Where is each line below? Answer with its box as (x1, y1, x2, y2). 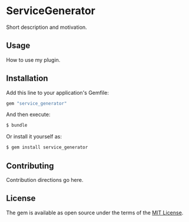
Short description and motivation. (6, 24, 87, 31)
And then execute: (6, 111, 51, 118)
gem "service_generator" (6, 100, 67, 107)
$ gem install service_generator (6, 144, 88, 151)
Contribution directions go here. (6, 177, 84, 183)
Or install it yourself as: (6, 133, 62, 140)
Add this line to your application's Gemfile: (6, 89, 109, 96)
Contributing (6, 161, 54, 171)
